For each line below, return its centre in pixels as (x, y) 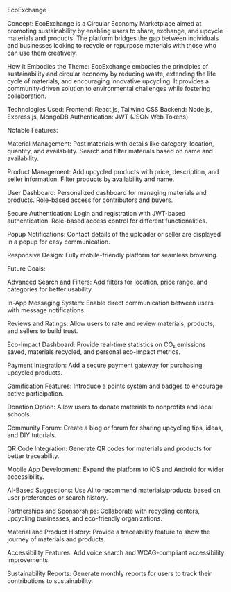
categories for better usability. (50, 289)
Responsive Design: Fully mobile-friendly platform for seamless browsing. (113, 255)
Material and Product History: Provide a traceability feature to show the (109, 532)
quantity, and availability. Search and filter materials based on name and (110, 151)
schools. (19, 414)
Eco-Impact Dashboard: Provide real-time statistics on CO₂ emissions (106, 344)
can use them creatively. (42, 53)
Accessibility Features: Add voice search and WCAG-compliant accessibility (116, 552)
